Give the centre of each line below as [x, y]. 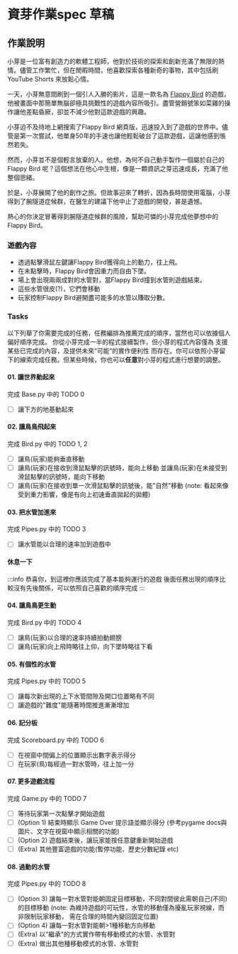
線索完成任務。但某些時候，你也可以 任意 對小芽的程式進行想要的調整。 [122, 360]
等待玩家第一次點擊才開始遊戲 [61, 814]
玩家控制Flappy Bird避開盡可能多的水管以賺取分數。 [93, 298]
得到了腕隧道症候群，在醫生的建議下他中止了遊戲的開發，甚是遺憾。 [107, 201]
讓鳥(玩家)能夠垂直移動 [51, 459]
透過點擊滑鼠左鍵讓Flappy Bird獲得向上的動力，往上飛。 [100, 262]
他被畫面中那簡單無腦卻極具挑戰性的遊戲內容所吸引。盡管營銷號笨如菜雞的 [116, 103]
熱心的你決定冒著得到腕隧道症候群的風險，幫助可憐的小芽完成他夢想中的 [113, 216]
